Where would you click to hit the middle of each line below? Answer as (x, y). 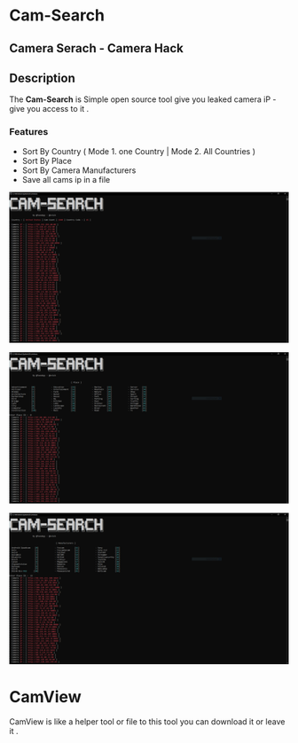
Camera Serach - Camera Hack (96, 48)
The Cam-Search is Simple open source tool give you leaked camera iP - (143, 99)
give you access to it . (49, 109)
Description (42, 78)
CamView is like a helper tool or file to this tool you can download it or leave (147, 721)
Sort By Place (47, 160)
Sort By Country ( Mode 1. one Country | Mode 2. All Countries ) (138, 151)
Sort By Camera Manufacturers (79, 170)
